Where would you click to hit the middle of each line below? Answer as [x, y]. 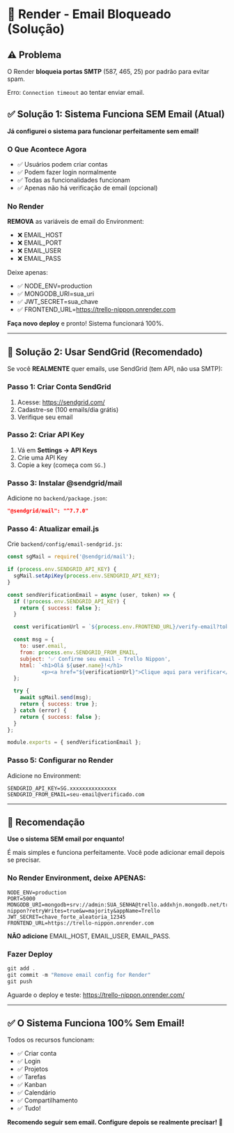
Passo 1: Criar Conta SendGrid [59, 387]
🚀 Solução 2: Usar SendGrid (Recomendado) [105, 352]
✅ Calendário [37, 1093]
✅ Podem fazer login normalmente [67, 172]
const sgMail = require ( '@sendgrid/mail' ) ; [71, 557]
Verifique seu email [45, 417]
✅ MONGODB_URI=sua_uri [56, 294]
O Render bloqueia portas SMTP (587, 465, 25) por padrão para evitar [108, 71]
